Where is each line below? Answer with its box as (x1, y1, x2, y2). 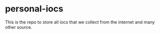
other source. (5, 24, 32, 30)
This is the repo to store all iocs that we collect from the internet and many (5, 19, 155, 25)
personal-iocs (5, 3, 64, 14)
